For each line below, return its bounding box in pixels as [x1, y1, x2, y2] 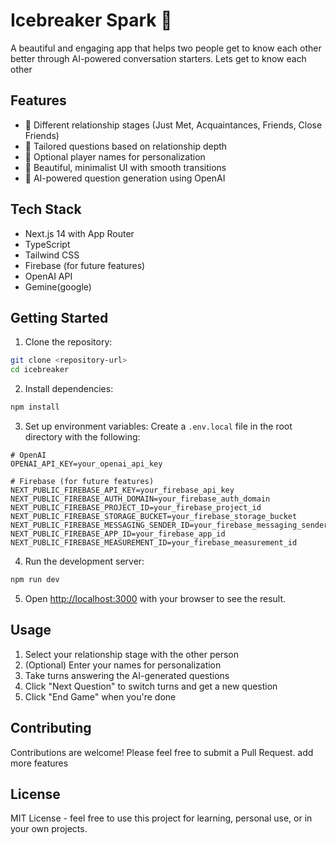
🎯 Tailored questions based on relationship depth [24, 140, 228, 152]
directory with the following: [24, 431, 141, 443]
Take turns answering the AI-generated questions [24, 669, 230, 681]
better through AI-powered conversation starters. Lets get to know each [10, 52, 307, 64]
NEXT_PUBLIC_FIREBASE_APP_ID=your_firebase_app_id [10, 529, 226, 539]
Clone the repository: [24, 336, 113, 348]
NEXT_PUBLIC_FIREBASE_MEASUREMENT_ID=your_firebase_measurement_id [10, 538, 298, 548]
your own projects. [10, 823, 88, 835]
